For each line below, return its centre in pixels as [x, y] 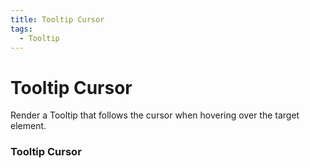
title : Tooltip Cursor [57, 19]
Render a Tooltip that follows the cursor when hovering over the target [155, 115]
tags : [21, 29]
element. [28, 126]
